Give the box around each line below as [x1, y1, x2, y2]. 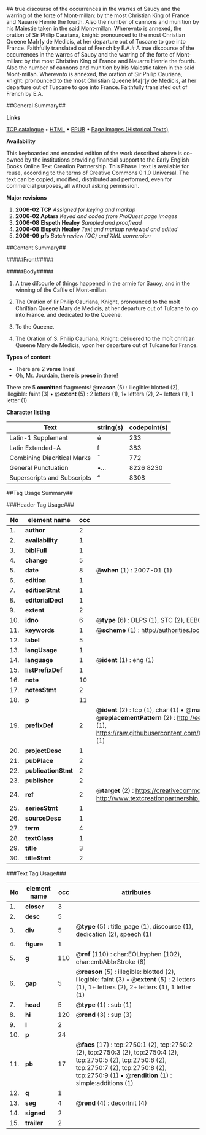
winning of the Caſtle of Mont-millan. [15, 286, 109, 294]
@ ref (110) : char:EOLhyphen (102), [75, 950, 182, 958]
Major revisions [6, 194, 47, 201]
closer [25, 902, 44, 911]
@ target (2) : [96, 786, 134, 795]
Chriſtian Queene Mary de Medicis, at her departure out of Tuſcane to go [15, 305, 199, 312]
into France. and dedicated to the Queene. [15, 311, 123, 318]
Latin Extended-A [9, 443, 61, 452]
